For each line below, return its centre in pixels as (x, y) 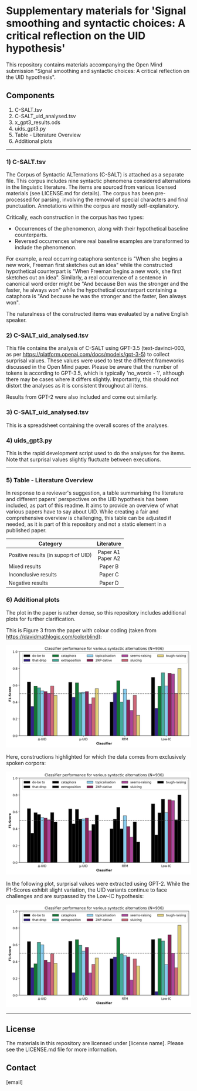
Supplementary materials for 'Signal (96, 11)
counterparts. (31, 235)
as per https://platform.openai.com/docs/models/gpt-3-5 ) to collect (88, 355)
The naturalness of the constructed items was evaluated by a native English (97, 314)
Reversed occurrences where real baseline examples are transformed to (102, 241)
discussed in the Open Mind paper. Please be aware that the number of (92, 367)
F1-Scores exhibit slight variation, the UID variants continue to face (87, 890)
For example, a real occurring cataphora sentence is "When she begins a (94, 259)
